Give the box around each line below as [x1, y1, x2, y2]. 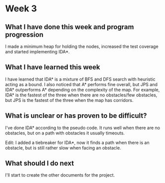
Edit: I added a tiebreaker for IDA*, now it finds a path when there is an [5, 139, 150, 145]
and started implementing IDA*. [5, 49, 70, 54]
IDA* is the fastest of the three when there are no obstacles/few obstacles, [5, 92, 158, 98]
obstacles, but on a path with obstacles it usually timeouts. [5, 130, 125, 136]
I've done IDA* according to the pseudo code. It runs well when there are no [5, 125, 160, 131]
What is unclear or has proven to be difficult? [5, 112, 147, 120]
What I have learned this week [5, 63, 101, 72]
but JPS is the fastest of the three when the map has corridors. [5, 97, 134, 103]
